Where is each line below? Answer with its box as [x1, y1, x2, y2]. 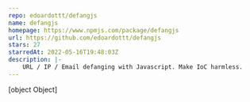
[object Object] [8, 85, 58, 94]
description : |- [8, 56, 62, 64]
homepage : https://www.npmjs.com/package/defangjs [8, 26, 179, 34]
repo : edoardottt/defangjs [8, 11, 98, 20]
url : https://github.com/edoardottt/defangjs [8, 33, 161, 42]
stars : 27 [8, 41, 41, 49]
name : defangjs [8, 19, 59, 27]
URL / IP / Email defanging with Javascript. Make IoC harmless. [22, 63, 244, 71]
